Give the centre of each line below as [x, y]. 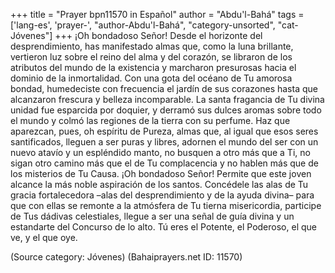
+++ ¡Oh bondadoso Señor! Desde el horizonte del [158, 35]
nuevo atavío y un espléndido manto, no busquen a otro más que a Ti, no [160, 152]
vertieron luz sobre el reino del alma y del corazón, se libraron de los [151, 57]
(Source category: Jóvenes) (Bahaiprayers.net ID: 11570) [126, 257]
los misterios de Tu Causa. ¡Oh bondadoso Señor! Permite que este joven [161, 173]
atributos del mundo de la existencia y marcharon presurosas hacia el [153, 67]
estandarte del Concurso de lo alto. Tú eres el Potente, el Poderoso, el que [163, 227]
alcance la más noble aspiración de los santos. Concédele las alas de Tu [159, 184]
